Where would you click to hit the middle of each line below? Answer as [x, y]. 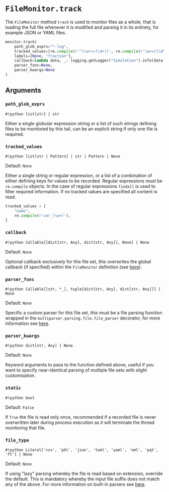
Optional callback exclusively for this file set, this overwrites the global [78, 261]
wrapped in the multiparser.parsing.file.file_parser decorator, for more [83, 318]
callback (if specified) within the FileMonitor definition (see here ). [74, 267]
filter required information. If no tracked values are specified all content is [81, 191]
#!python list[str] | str [32, 114]
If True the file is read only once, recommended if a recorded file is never [81, 417]
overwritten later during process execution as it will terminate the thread [80, 422]
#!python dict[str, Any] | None [39, 346]
